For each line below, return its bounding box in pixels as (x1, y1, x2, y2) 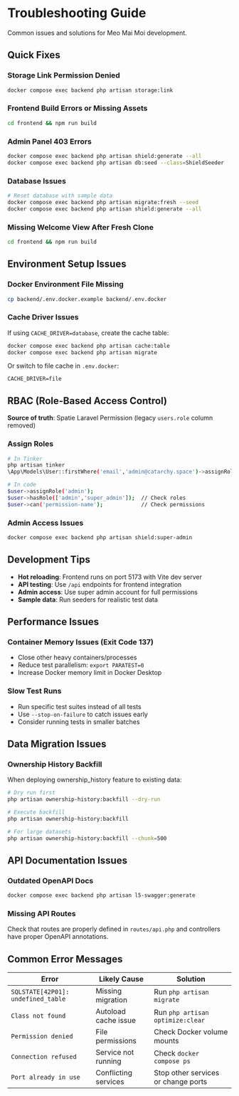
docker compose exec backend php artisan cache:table (7, 342, 171, 349)
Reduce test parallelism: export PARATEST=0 (17, 661, 144, 669)
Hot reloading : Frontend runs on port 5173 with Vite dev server (17, 573, 203, 581)
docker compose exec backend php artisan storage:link (7, 87, 174, 94)
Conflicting (95, 1068, 133, 1078)
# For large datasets (7, 828, 72, 835)
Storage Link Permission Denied (7, 70, 121, 80)
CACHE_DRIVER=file (7, 376, 62, 383)
